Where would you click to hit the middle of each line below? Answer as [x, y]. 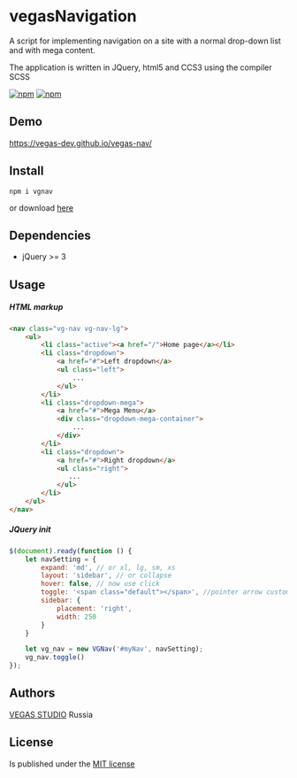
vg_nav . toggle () [55, 658]
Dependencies [50, 235]
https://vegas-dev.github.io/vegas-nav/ [80, 143]
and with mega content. [52, 50]
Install [27, 171]
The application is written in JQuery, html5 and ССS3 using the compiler [141, 67]
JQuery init [30, 529]
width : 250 [76, 617]
